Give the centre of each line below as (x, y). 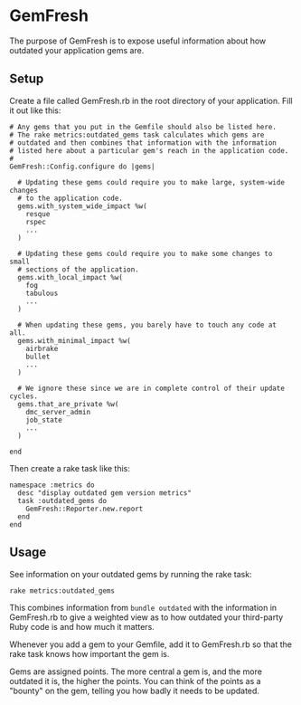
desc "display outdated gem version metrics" (105, 493)
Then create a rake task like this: (70, 468)
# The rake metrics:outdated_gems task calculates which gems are (137, 135)
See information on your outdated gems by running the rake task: (131, 574)
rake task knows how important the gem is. (89, 653)
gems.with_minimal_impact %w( (74, 340)
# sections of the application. (79, 269)
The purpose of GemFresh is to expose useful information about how (138, 41)
